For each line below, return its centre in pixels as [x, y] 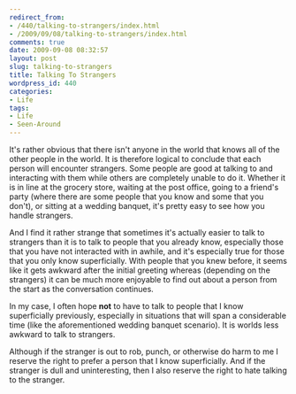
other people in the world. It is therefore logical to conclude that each [135, 159]
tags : [19, 108]
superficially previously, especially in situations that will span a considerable [148, 316]
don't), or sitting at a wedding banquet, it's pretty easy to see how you [137, 206]
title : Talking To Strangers [63, 75]
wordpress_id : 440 [43, 83]
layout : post [33, 58]
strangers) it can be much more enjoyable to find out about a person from [143, 279]
